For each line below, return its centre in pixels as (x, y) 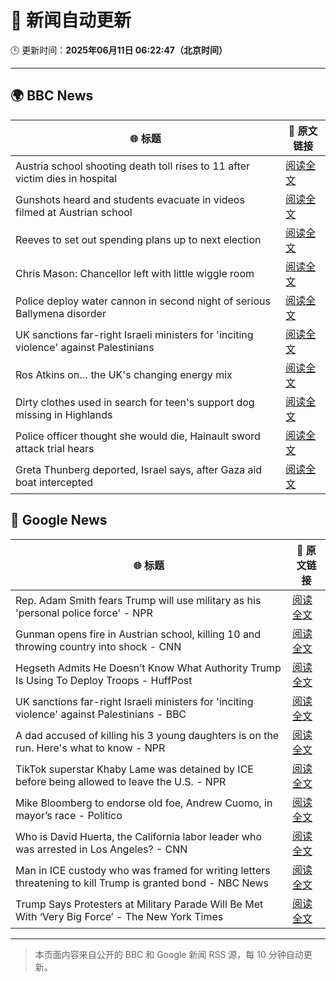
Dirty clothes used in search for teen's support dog (135, 402)
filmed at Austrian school (74, 212)
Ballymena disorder (61, 313)
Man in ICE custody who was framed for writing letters (143, 870)
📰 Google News (59, 520)
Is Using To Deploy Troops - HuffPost (104, 680)
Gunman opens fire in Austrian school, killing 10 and (138, 634)
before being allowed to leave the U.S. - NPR (121, 781)
